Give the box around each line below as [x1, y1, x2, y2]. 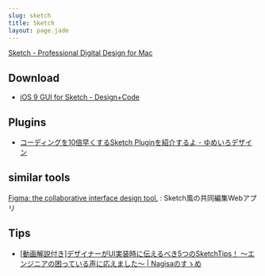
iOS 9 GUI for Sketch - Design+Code [19, 92, 140, 102]
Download [8, 71, 60, 84]
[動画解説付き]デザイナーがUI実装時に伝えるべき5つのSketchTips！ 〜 [19, 248, 248, 259]
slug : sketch [8, 11, 52, 20]
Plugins [8, 115, 47, 129]
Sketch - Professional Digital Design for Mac [8, 49, 153, 58]
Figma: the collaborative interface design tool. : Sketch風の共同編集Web [8, 192, 244, 203]
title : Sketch [8, 19, 56, 27]
